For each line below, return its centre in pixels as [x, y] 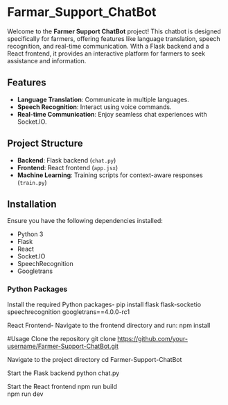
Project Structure [45, 143]
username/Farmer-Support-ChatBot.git [63, 346]
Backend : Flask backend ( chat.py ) [67, 160]
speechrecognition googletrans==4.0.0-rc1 [69, 312]
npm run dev [25, 394]
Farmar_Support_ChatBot [82, 12]
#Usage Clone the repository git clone [62, 338]
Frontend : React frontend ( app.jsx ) [68, 167]
